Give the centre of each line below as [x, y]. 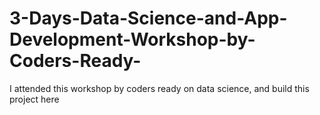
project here [34, 99]
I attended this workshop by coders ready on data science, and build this [159, 88]
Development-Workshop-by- [132, 39]
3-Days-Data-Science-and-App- [148, 18]
